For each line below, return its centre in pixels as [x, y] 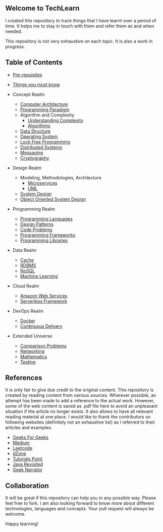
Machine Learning [39, 276]
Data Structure [35, 131]
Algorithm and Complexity [47, 115]
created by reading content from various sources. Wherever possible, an [81, 395]
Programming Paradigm [45, 109]
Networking [32, 351]
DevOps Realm [28, 311]
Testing [28, 362]
